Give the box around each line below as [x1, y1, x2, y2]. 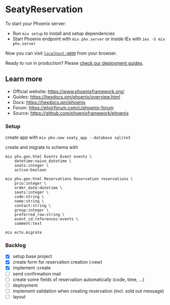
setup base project [12, 253, 52, 260]
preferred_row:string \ [14, 212, 65, 217]
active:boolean [14, 167, 47, 173]
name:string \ [14, 199, 44, 204]
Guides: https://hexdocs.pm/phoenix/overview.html [12, 93, 121, 100]
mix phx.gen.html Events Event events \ [5, 154, 93, 159]
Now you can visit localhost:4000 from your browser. [5, 50, 117, 56]
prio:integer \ [14, 181, 47, 186]
